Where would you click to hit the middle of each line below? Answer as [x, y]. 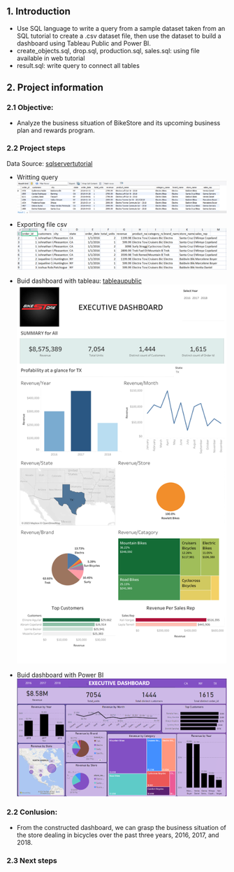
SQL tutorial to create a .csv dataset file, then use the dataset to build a [119, 36]
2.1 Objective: [30, 108]
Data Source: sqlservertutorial [50, 163]
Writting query [37, 177]
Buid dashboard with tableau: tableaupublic [79, 281]
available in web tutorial [51, 58]
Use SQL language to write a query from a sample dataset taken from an [121, 28]
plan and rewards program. [56, 130]
